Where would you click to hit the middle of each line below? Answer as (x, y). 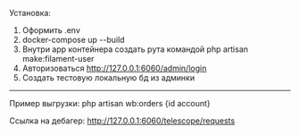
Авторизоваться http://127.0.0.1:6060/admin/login (114, 68)
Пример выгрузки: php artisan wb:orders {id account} (110, 103)
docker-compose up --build (73, 40)
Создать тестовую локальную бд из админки (108, 78)
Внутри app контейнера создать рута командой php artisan (135, 49)
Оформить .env (51, 30)
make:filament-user (58, 59)
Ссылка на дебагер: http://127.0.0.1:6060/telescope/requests (122, 121)
